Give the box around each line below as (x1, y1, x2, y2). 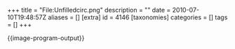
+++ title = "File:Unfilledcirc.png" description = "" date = (7, 6, 171, 14)
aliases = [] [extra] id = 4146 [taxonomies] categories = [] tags (48, 13, 228, 21)
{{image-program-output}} (7, 34, 85, 42)
